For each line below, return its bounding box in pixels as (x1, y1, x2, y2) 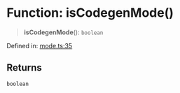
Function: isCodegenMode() (6, 5, 174, 21)
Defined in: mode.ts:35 (6, 41, 73, 50)
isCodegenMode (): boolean (23, 28, 104, 36)
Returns (6, 62, 43, 74)
